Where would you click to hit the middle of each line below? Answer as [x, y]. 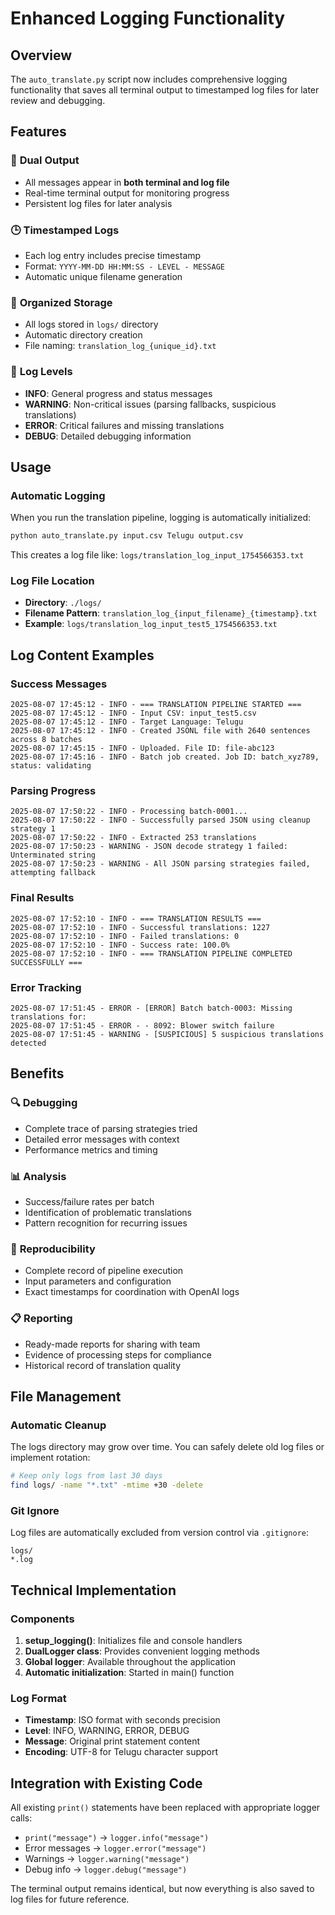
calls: [21, 1818]
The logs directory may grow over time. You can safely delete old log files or [167, 1447]
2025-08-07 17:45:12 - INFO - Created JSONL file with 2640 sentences [160, 731]
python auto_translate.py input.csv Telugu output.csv [127, 536]
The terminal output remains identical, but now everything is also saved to [162, 1889]
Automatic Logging [58, 495]
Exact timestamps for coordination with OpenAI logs [132, 1292]
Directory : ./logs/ [63, 603]
